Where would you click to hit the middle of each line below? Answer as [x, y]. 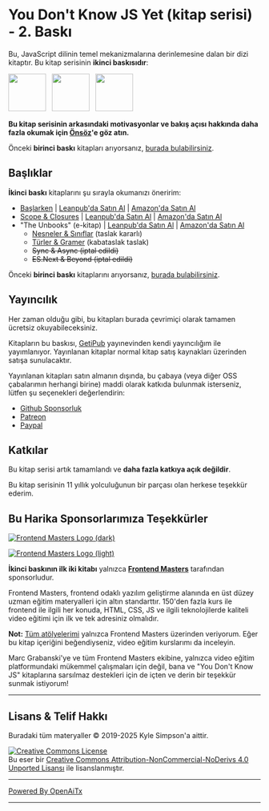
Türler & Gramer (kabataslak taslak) [90, 242]
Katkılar [28, 450]
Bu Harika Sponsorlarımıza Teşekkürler [108, 518]
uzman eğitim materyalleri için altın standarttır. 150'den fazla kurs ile [120, 601]
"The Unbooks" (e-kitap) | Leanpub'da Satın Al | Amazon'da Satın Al [132, 225]
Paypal [31, 425]
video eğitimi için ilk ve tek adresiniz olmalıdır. [84, 619]
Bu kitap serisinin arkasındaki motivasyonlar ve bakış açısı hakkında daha [133, 124]
